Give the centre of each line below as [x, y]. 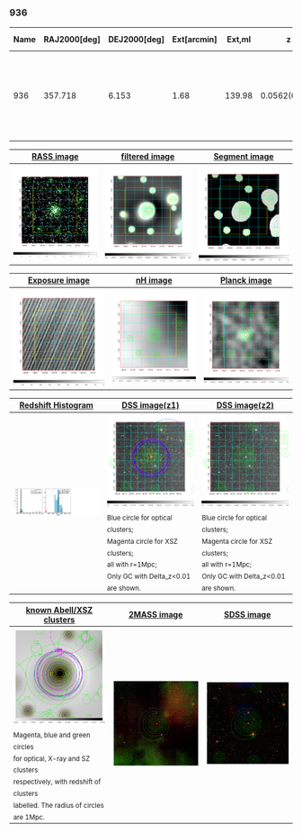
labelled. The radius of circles [59, 805]
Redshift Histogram [57, 405]
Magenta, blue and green [52, 735]
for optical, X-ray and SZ [52, 758]
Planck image [246, 280]
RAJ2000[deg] [72, 40]
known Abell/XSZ [59, 610]
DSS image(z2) [245, 405]
